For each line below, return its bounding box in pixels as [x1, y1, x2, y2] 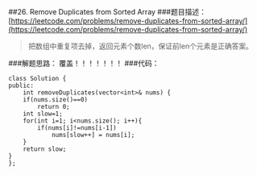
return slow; [23, 145, 67, 153]
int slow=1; [23, 110, 63, 118]
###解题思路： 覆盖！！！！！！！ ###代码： [8, 59, 160, 68]
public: [8, 81, 35, 90]
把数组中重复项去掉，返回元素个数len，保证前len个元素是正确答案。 [27, 41, 254, 51]
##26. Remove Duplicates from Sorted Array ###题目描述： [8, 7, 207, 16]
